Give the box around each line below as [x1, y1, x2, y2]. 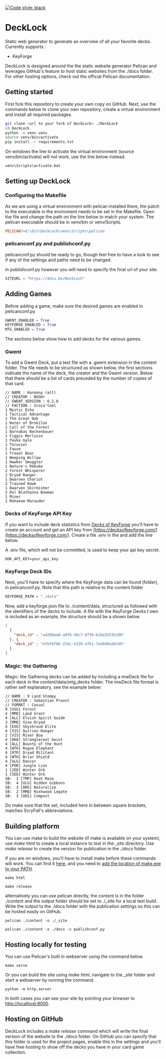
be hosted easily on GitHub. [5, 909, 62, 915]
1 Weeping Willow [5, 455, 41, 461]
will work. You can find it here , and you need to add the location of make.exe [5, 861, 161, 867]
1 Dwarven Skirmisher [5, 486, 50, 491]
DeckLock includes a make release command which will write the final [5, 1028, 148, 1034]
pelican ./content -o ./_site [5, 918, 68, 923]
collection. [5, 1049, 27, 1055]
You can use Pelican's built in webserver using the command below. [5, 953, 144, 959]
